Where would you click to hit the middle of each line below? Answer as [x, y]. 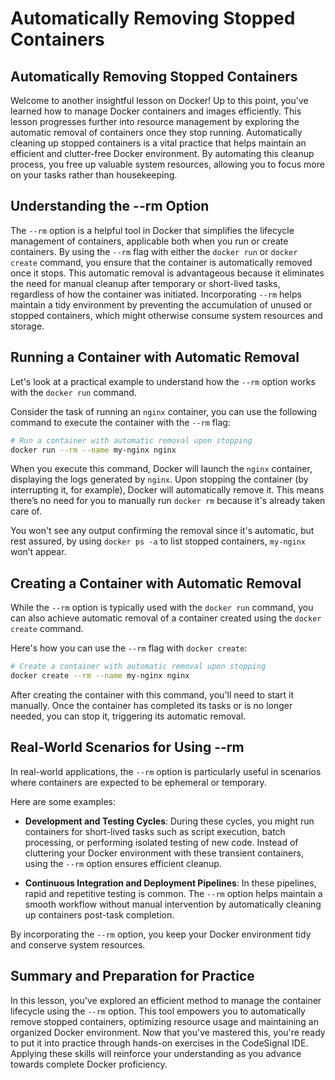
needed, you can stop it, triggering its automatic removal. [128, 716]
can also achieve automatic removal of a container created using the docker [166, 618]
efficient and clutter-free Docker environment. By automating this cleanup [162, 153]
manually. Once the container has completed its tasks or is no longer [151, 705]
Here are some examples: [63, 801]
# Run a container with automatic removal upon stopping [131, 440]
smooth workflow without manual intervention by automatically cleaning [173, 904]
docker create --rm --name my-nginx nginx [100, 676]
